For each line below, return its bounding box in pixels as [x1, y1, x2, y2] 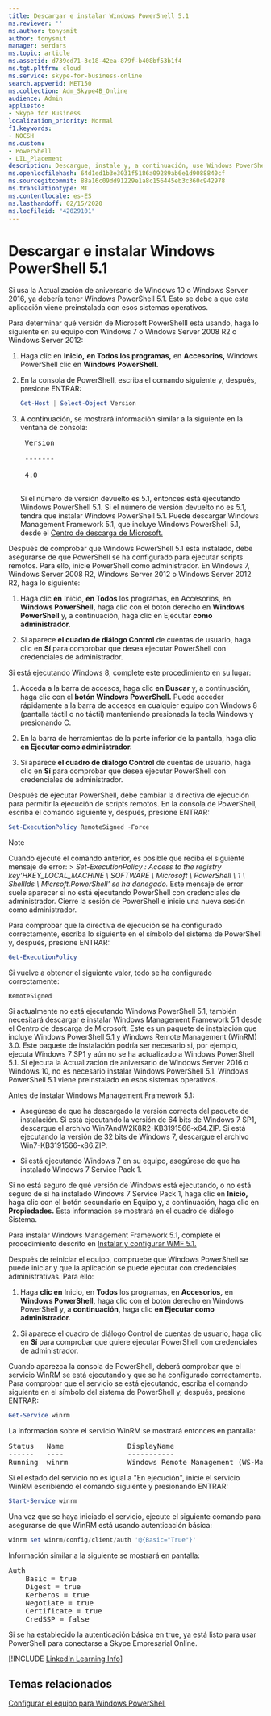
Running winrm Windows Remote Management [8, 1458, 234, 1467]
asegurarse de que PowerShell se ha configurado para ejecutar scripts [8, 552, 244, 562]
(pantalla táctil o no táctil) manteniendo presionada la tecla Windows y [19, 709, 254, 719]
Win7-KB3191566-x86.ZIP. [19, 1140, 108, 1150]
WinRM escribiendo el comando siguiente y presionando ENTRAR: [8, 1481, 228, 1491]
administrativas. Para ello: [8, 1271, 94, 1281]
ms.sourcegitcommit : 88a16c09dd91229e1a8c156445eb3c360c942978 [8, 177, 226, 186]
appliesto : [8, 102, 45, 110]
